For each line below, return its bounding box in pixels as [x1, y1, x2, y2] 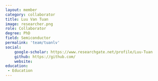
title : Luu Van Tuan [5, 17, 49, 22]
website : [14, 59, 33, 64]
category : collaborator [5, 12, 56, 17]
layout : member [5, 7, 37, 13]
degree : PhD [5, 31, 30, 36]
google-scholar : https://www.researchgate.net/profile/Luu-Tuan [14, 49, 153, 54]
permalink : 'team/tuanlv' [5, 40, 60, 45]
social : [5, 45, 22, 50]
